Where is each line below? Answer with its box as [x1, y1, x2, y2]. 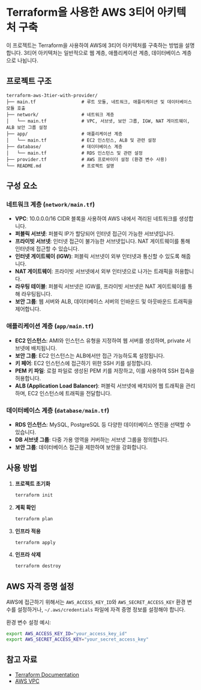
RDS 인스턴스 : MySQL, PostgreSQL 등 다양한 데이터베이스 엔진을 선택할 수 [14, 421, 191, 428]
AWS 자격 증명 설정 [6, 581, 74, 591]
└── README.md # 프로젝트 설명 [6, 163, 115, 169]
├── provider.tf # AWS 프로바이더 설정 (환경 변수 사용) [6, 156, 167, 163]
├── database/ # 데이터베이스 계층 [6, 143, 123, 149]
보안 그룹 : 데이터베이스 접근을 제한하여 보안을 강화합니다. [14, 444, 148, 451]
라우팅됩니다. [21, 290, 52, 298]
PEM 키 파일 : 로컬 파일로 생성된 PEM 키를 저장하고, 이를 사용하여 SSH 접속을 [14, 367, 195, 374]
